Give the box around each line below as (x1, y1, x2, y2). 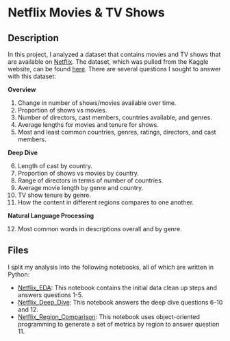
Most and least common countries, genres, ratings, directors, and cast (17, 128, 216, 136)
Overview (8, 86, 36, 93)
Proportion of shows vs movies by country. (17, 169, 140, 177)
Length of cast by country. (17, 162, 93, 169)
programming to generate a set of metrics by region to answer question (17, 320, 220, 328)
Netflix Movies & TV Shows (8, 5, 165, 21)
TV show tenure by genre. (17, 191, 92, 199)
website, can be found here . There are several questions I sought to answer (8, 65, 221, 73)
